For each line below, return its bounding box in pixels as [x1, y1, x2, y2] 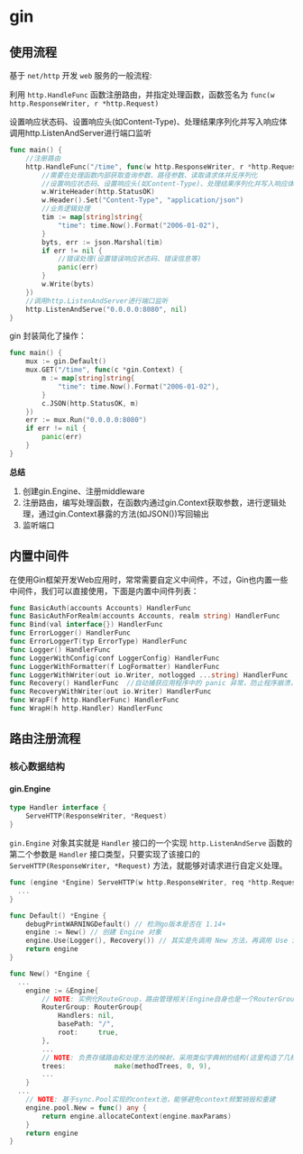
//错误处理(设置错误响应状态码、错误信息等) [57, 254, 202, 263]
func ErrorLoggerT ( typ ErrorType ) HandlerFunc [9, 637, 188, 646]
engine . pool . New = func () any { [25, 1103, 147, 1113]
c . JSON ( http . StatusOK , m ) [41, 398, 140, 408]
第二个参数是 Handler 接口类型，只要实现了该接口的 [9, 849, 200, 860]
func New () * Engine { [9, 969, 91, 978]
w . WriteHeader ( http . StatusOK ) [41, 188, 155, 197]
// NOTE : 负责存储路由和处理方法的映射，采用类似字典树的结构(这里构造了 [41, 1053, 284, 1062]
